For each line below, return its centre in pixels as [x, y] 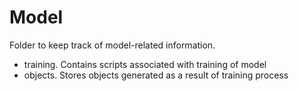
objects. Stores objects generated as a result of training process [156, 75]
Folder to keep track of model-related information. [112, 45]
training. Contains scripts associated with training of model [145, 64]
